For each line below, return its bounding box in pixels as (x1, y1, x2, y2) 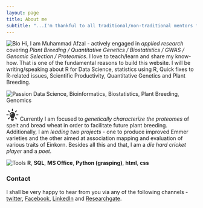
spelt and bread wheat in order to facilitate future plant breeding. (6, 122, 168, 129)
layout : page (6, 10, 39, 16)
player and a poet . (6, 147, 52, 155)
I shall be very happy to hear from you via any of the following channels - (6, 188, 188, 195)
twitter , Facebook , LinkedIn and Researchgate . (6, 195, 122, 202)
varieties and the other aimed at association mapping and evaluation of (6, 135, 183, 142)
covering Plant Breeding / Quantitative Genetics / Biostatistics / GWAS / (6, 46, 185, 54)
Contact (6, 175, 31, 183)
